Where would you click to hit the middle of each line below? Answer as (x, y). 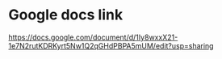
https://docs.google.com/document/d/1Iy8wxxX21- (93, 37)
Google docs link (66, 15)
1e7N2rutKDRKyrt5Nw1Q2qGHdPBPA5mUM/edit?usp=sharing (111, 45)
